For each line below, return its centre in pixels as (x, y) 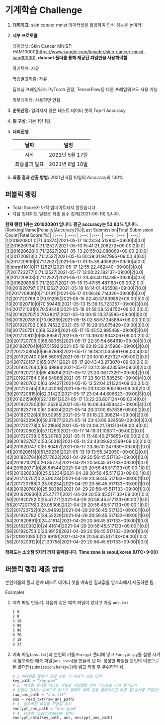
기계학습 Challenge (44, 10)
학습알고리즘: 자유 (30, 79)
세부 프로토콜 (25, 35)
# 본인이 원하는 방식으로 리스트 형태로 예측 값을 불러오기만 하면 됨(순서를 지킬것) (86, 690)
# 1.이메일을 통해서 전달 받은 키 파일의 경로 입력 (57, 676)
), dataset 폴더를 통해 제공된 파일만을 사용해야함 (81, 57)
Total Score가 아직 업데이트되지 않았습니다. (54, 207)
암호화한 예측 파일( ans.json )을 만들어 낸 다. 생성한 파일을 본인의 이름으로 (88, 660)
